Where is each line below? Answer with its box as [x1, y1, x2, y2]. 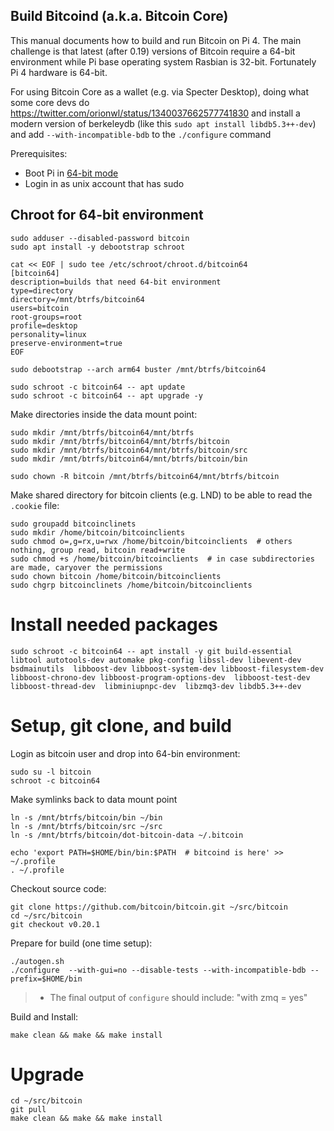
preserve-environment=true [10, 338, 123, 348]
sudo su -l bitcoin [10, 767, 92, 777]
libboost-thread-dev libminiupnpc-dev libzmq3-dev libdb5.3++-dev [10, 681, 302, 691]
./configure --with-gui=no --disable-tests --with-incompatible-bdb [10, 965, 307, 975]
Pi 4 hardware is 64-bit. [10, 66, 108, 78]
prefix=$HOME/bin [10, 974, 83, 984]
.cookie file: [10, 499, 60, 511]
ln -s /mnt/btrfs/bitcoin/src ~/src [10, 821, 163, 831]
